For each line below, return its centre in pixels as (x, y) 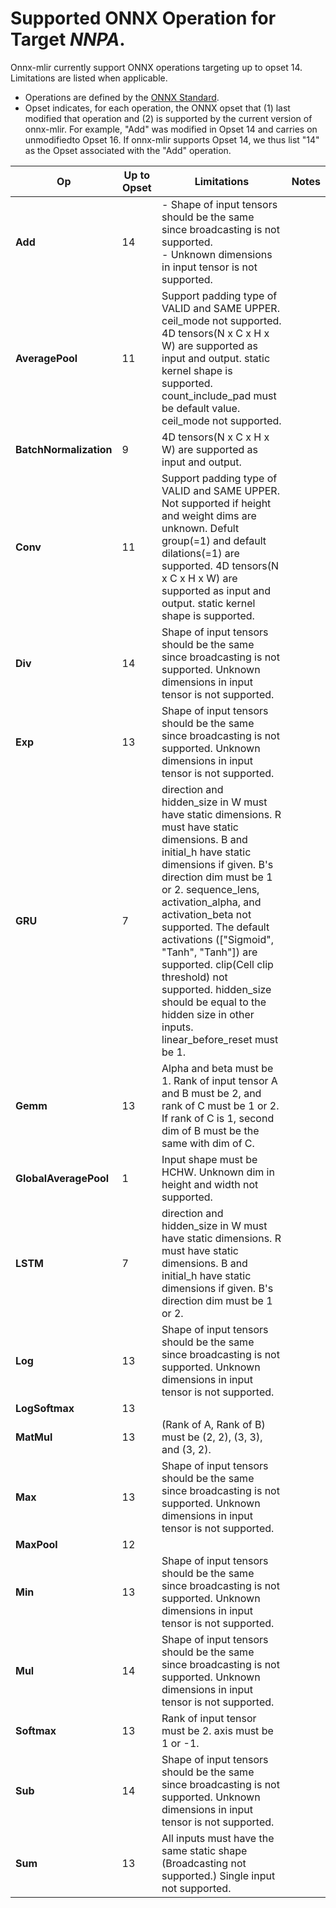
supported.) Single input (218, 1875)
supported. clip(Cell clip (217, 964)
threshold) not (194, 977)
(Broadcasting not (204, 1863)
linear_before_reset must (220, 1039)
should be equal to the (214, 1002)
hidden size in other (208, 1014)
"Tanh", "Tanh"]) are (209, 952)
